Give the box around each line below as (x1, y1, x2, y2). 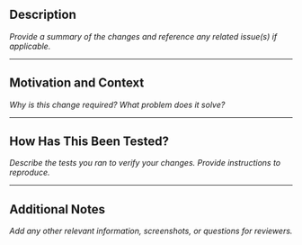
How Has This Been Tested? (9, 134, 169, 150)
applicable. (9, 41, 51, 51)
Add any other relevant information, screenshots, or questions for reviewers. (9, 225, 293, 237)
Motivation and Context (9, 76, 145, 91)
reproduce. (9, 167, 51, 178)
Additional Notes (9, 202, 106, 217)
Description (9, 7, 76, 23)
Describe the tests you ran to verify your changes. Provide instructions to (9, 158, 281, 168)
